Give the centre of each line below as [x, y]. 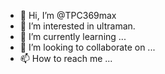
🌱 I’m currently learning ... [73, 36]
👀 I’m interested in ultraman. [77, 26]
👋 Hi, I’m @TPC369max [68, 15]
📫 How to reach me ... [66, 58]
